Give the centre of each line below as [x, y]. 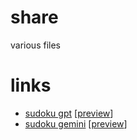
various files [35, 45]
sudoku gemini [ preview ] [76, 123]
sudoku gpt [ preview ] [69, 113]
